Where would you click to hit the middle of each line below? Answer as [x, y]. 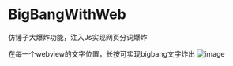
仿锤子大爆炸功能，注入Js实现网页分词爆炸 [78, 37]
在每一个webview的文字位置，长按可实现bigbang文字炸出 [102, 53]
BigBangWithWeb [67, 15]
